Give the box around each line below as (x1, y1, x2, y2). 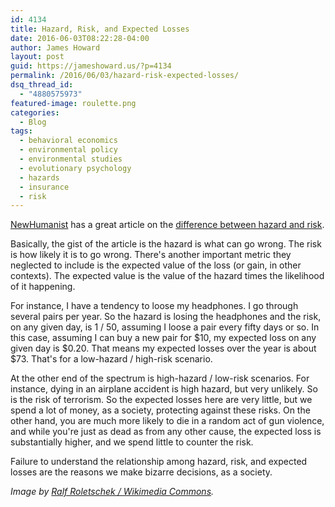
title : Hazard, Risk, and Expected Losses (10, 24, 190, 34)
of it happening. (10, 281, 76, 293)
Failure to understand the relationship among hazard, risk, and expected (10, 456, 308, 468)
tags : (10, 126, 33, 136)
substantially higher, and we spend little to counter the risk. (10, 436, 254, 448)
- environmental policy (19, 145, 118, 155)
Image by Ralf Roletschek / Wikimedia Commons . (10, 486, 215, 498)
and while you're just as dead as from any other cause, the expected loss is (10, 426, 322, 438)
